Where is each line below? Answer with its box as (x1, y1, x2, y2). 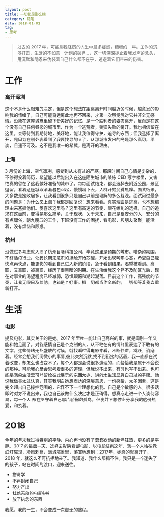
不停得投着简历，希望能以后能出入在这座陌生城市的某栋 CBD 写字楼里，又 (5, 174, 154, 180)
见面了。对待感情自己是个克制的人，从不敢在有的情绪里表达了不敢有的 (18, 341, 159, 347)
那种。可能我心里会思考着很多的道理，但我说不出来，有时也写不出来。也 (9, 366, 155, 372)
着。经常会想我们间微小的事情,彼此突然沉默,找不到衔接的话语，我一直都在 (5, 353, 153, 359)
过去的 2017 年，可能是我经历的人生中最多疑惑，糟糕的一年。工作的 (17, 44, 153, 49)
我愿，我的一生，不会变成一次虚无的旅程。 (5, 506, 91, 512)
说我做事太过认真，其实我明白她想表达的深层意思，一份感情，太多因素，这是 (5, 378, 159, 384)
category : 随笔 (5, 16, 35, 21)
